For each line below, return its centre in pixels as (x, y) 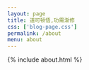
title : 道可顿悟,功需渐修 (41, 20)
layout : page (26, 14)
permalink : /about (34, 33)
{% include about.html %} (45, 59)
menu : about (25, 40)
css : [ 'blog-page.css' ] (42, 27)
